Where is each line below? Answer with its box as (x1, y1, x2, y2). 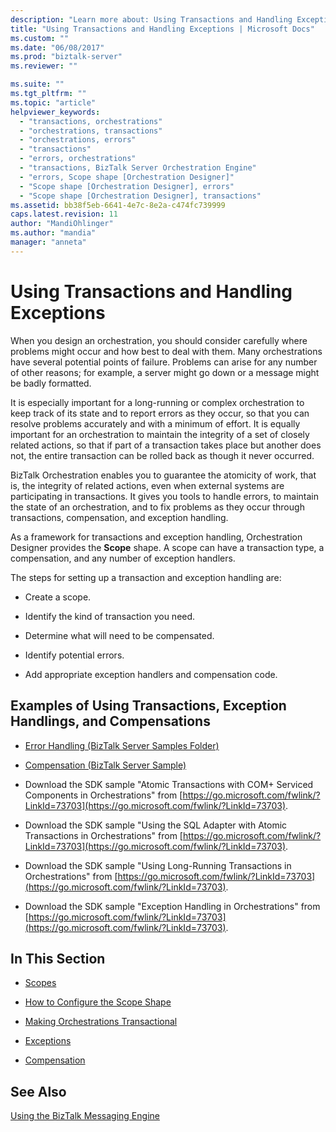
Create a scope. (24, 591, 92, 603)
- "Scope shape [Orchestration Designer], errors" (19, 181, 235, 191)
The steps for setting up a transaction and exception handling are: (10, 571, 282, 583)
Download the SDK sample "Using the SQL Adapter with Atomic (24, 819, 288, 831)
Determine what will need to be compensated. (24, 629, 215, 641)
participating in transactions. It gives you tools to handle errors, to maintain (10, 490, 319, 502)
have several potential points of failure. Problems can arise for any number (10, 356, 318, 368)
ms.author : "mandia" (10, 228, 97, 238)
